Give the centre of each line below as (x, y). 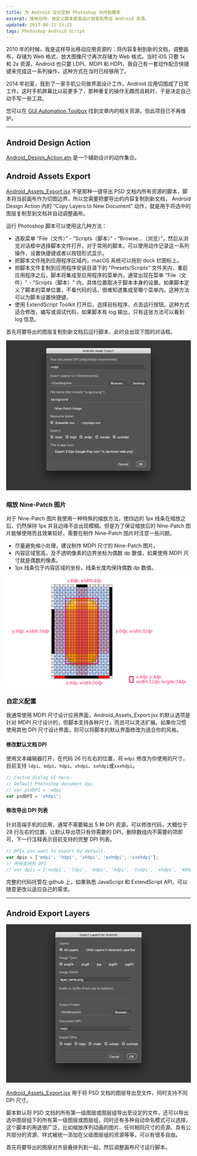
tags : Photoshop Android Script (45, 31)
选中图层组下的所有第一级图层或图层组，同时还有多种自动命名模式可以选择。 (98, 1120)
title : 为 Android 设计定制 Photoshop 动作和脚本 (64, 12)
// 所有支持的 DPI (26, 863)
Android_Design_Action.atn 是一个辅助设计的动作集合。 (73, 158)
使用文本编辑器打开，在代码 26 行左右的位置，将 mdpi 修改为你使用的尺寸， (97, 759)
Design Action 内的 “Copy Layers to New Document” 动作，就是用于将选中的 (98, 206)
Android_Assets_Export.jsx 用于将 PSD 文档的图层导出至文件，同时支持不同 (97, 1093)
